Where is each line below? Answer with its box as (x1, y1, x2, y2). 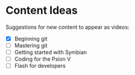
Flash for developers (14, 62, 66, 70)
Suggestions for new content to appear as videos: (5, 23, 130, 31)
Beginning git (14, 35, 48, 42)
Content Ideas (5, 4, 78, 17)
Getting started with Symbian (14, 49, 87, 56)
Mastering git (14, 42, 48, 49)
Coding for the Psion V (14, 55, 71, 63)
